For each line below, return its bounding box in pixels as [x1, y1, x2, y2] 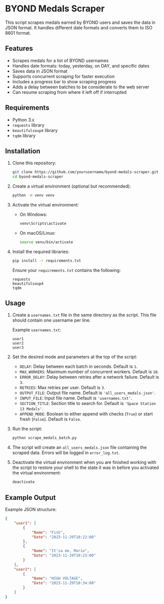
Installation [5, 147, 41, 155]
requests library [12, 122, 44, 128]
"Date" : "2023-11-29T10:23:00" [31, 553, 96, 558]
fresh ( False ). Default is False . [19, 416, 82, 422]
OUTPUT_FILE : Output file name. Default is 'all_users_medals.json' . [19, 390, 156, 396]
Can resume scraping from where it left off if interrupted [12, 89, 127, 95]
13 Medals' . [19, 405, 43, 412]
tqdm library [12, 133, 36, 138]
